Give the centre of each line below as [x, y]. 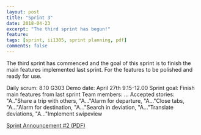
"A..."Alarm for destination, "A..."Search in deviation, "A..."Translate [90, 107]
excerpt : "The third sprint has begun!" [59, 29]
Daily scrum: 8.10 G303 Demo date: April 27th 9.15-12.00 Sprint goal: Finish [100, 88]
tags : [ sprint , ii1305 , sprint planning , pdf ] [67, 40]
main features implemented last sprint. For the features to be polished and [100, 69]
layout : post [23, 12]
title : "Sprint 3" [30, 18]
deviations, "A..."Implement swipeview [54, 114]
